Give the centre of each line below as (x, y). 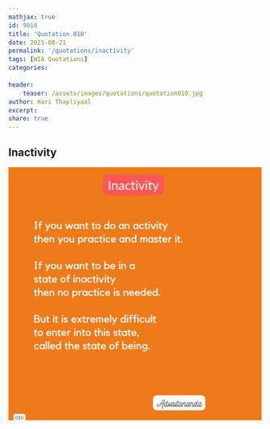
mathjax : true (32, 17)
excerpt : (23, 110)
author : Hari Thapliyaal (50, 102)
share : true (28, 119)
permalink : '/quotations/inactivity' (72, 51)
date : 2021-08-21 (37, 43)
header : (21, 84)
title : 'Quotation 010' (48, 34)
